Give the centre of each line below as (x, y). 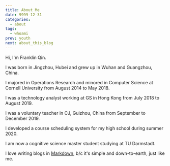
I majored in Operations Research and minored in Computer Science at (79, 82)
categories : (18, 19)
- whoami (19, 34)
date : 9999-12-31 (24, 15)
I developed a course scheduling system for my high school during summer (84, 128)
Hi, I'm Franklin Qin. (26, 57)
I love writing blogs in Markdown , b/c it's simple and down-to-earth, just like (85, 153)
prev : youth (18, 39)
